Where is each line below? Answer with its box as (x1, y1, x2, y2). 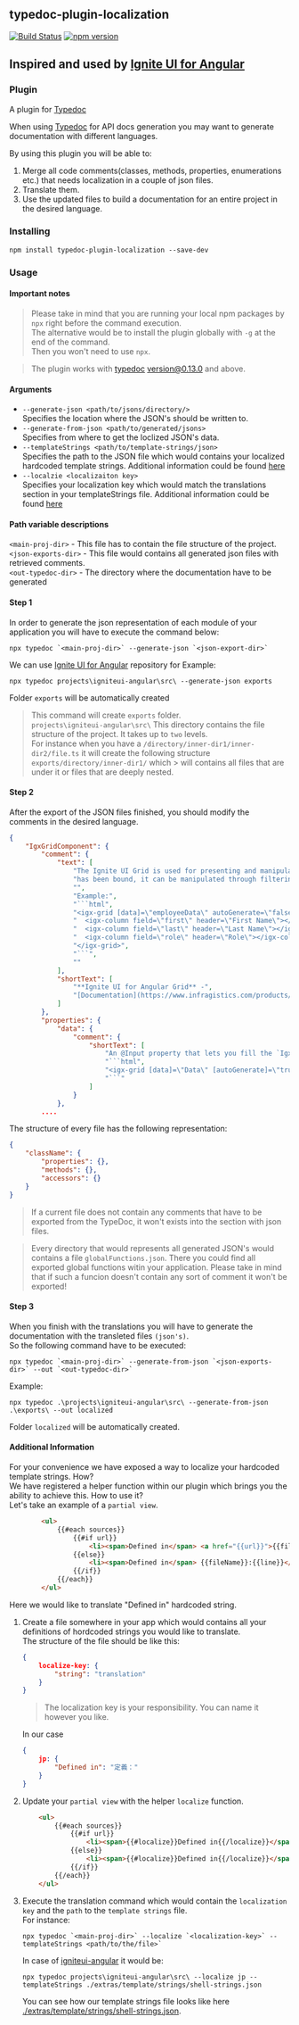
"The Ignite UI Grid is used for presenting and (72, 867, 256, 876)
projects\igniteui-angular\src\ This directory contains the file (30, 718, 265, 730)
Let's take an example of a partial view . (9, 1499, 158, 1511)
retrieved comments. (9, 558, 85, 568)
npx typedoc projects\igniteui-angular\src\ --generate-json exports (9, 676, 273, 685)
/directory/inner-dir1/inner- (142, 740, 255, 749)
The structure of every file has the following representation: (9, 1124, 228, 1134)
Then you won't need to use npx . (30, 345, 151, 356)
